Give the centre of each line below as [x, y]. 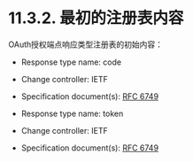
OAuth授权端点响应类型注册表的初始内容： [86, 44]
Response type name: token [72, 113]
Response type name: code [71, 62]
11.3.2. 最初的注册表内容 [96, 18]
